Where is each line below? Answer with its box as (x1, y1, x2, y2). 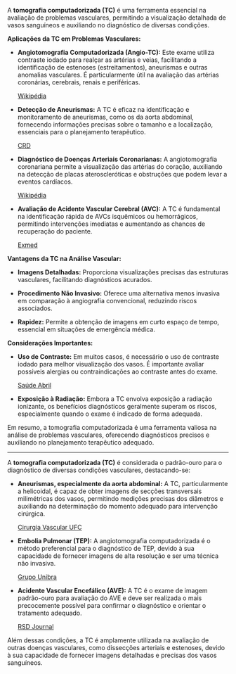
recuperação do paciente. (17, 227, 93, 235)
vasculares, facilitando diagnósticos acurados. (17, 276, 152, 284)
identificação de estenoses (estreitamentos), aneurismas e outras (17, 63, 208, 71)
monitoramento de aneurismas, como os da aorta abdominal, (17, 113, 195, 121)
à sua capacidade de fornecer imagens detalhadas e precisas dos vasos (7, 651, 217, 659)
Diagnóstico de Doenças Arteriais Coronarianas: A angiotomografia (17, 155, 218, 163)
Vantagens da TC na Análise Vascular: (7, 255, 122, 262)
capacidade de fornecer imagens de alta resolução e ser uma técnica (17, 552, 219, 560)
